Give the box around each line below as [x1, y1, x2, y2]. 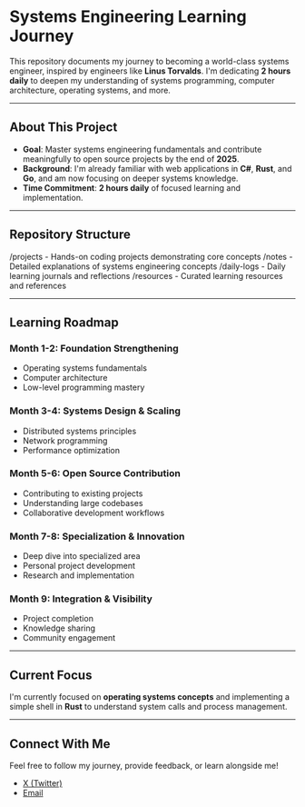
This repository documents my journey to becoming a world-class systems [9, 55, 290, 66]
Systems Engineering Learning [9, 6, 247, 27]
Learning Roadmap [9, 314, 120, 330]
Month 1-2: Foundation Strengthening [9, 342, 179, 354]
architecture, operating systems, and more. [9, 85, 171, 95]
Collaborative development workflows [22, 507, 165, 518]
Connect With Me [9, 736, 111, 752]
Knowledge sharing [22, 623, 96, 633]
